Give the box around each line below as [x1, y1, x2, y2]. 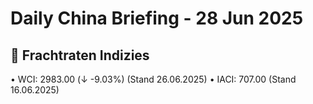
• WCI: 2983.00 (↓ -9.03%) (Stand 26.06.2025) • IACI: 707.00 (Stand [10, 73, 297, 85]
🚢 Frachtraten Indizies [10, 47, 150, 64]
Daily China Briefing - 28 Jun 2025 [10, 7, 304, 30]
